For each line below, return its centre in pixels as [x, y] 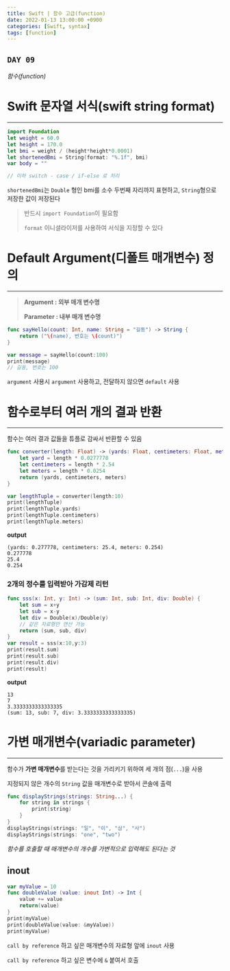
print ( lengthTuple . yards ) [44, 509]
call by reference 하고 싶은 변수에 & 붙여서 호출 [73, 960]
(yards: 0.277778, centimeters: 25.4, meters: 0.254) [86, 547]
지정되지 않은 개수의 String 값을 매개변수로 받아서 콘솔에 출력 [89, 783]
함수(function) [27, 76]
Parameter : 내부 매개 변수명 [62, 317]
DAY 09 [21, 59]
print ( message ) [29, 361]
